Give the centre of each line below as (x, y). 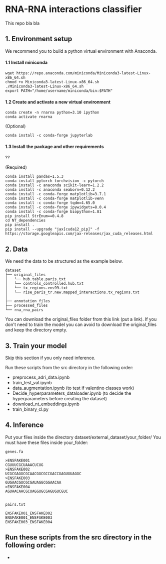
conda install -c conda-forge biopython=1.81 (53, 212)
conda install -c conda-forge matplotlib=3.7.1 (56, 194)
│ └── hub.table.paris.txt (35, 279)
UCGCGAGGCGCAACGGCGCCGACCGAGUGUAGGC (43, 474)
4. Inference (24, 425)
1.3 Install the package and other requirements (54, 146)
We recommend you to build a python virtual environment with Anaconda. (81, 51)
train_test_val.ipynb (32, 382)
